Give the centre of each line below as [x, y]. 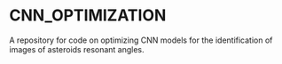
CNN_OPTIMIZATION [88, 16]
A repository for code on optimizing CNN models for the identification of [141, 40]
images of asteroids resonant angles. [77, 49]
